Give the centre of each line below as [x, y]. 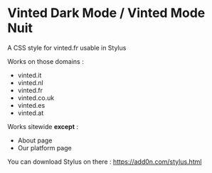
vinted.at [31, 113]
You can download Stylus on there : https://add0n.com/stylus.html [105, 162]
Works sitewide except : [43, 126]
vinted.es [31, 105]
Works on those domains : [46, 61]
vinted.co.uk [36, 98]
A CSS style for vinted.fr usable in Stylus [67, 48]
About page [35, 140]
